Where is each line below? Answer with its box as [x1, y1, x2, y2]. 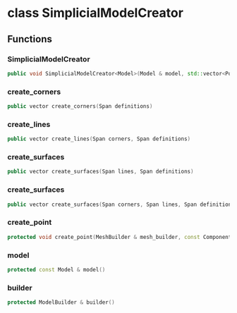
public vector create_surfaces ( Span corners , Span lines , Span [7, 201, 197, 208]
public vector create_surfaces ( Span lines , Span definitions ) [7, 168, 194, 176]
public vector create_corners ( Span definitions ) [7, 103, 153, 110]
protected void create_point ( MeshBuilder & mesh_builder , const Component [7, 233, 232, 240]
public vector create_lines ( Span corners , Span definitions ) [7, 135, 191, 142]
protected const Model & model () [7, 266, 106, 273]
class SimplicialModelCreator [7, 5, 183, 21]
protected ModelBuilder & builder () [7, 299, 115, 306]
